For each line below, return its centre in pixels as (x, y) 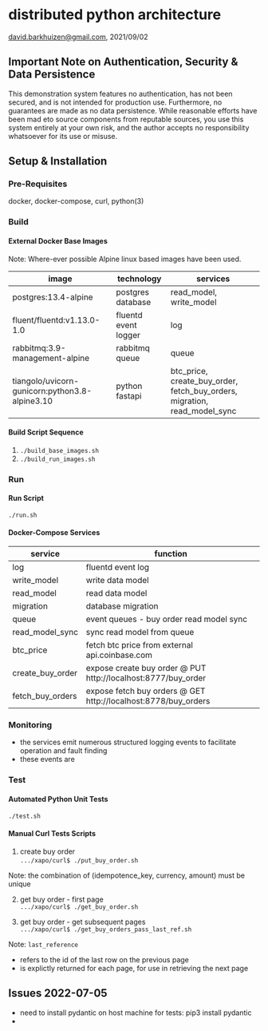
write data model (117, 581)
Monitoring (30, 725)
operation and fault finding (63, 751)
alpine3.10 (33, 401)
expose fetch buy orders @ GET (146, 691)
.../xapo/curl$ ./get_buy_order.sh (79, 907)
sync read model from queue (140, 632)
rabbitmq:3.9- (39, 347)
